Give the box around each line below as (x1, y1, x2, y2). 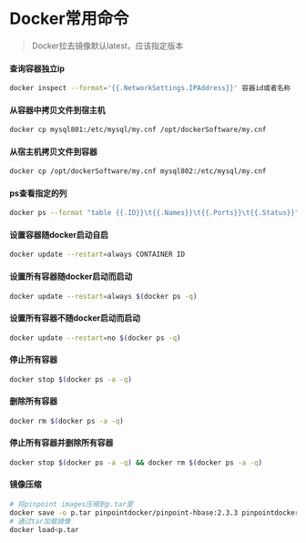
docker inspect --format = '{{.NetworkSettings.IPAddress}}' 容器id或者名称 (9, 84, 291, 93)
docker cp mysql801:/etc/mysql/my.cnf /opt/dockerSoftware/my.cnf (9, 125, 267, 135)
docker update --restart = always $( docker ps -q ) (9, 292, 198, 301)
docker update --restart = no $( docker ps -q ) (9, 333, 181, 343)
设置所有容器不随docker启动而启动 (9, 312, 141, 323)
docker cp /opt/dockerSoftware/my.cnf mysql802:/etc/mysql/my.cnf (9, 167, 267, 176)
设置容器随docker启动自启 (9, 229, 109, 240)
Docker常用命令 (9, 8, 129, 29)
